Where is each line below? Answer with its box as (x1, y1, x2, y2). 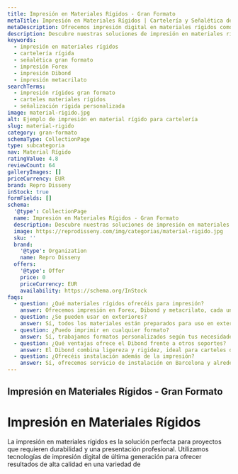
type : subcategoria (7, 142, 65, 149)
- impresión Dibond (13, 69, 72, 77)
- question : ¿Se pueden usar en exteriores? (13, 313, 147, 321)
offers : (13, 261, 37, 268)
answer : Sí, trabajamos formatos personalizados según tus (20, 333, 198, 340)
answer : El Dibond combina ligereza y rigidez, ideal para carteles (20, 346, 227, 354)
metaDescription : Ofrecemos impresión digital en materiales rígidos (7, 23, 217, 30)
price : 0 (20, 273, 46, 281)
